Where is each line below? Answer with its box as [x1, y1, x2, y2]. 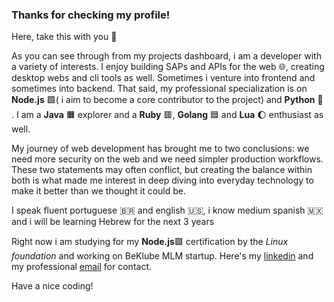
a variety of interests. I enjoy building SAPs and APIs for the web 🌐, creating [11, 61, 325, 73]
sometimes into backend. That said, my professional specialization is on [11, 83, 308, 95]
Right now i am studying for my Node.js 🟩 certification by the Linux [11, 236, 289, 248]
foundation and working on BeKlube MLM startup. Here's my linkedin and [11, 250, 314, 262]
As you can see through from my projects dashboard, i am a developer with [11, 50, 322, 62]
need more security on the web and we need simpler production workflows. [11, 153, 324, 165]
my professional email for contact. [11, 261, 153, 273]
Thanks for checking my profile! [11, 8, 171, 22]
